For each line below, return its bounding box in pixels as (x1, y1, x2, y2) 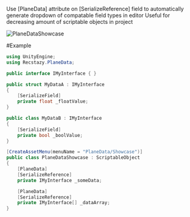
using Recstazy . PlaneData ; (6, 59, 75, 65)
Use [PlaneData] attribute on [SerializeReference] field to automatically (6, 6, 184, 12)
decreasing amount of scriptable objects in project (6, 18, 133, 25)
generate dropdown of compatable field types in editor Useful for (6, 12, 171, 19)
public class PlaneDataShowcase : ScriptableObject (6, 155, 140, 161)
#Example (6, 42, 32, 49)
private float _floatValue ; (17, 98, 88, 105)
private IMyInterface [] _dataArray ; (17, 200, 111, 206)
